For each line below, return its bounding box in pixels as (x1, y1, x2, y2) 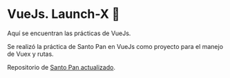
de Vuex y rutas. (7, 50, 54, 58)
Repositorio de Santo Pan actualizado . (7, 63, 116, 71)
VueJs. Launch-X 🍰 (7, 6, 120, 22)
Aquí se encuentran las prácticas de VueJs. (7, 29, 131, 37)
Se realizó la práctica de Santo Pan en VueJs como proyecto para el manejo (7, 42, 223, 50)
